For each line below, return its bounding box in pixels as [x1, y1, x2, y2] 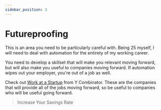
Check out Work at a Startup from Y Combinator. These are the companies [5, 79, 157, 85]
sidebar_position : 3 [5, 7, 48, 12]
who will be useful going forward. [5, 89, 73, 96]
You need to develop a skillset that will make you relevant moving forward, [5, 59, 156, 65]
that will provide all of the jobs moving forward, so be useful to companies [5, 84, 156, 90]
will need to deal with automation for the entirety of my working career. [5, 50, 149, 55]
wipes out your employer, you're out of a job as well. [5, 70, 111, 76]
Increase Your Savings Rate [17, 99, 73, 105]
